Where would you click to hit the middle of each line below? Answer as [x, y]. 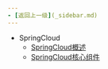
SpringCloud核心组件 [65, 56]
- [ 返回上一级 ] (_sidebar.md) [53, 15]
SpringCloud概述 [58, 47]
